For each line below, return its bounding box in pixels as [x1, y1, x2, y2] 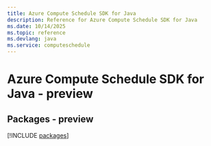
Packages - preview [7, 113, 94, 125]
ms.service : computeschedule [7, 42, 90, 49]
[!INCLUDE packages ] [7, 132, 69, 139]
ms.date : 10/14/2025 [7, 23, 66, 29]
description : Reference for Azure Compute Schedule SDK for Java [7, 16, 197, 23]
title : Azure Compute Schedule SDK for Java [7, 10, 136, 17]
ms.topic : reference [7, 29, 66, 36]
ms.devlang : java [7, 36, 57, 42]
